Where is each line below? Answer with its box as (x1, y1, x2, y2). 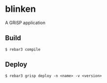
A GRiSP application (5, 20, 46, 26)
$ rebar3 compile (5, 47, 41, 52)
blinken (5, 3, 36, 15)
